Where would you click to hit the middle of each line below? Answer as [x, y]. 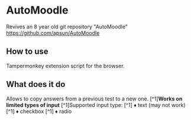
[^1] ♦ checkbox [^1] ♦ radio [39, 111]
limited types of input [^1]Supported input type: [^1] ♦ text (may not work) [96, 105]
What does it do [36, 84]
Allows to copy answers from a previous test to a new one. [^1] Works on [94, 99]
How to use [27, 52]
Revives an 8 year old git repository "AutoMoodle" [67, 27]
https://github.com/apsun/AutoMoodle [53, 33]
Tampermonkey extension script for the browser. [66, 66]
